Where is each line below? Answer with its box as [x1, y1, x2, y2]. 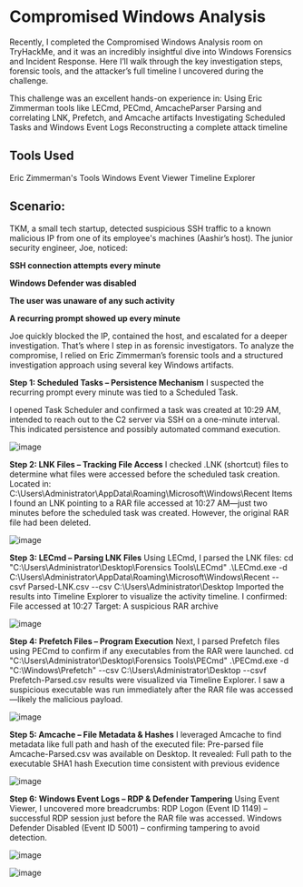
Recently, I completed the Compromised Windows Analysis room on [9, 36, 263, 47]
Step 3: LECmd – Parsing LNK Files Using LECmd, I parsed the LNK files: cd [9, 552, 294, 563]
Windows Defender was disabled [9, 277, 137, 288]
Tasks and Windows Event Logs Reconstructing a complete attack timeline [9, 121, 288, 133]
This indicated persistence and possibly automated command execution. [9, 423, 281, 434]
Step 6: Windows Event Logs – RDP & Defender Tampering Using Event [9, 793, 279, 804]
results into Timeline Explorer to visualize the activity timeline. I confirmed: [9, 590, 288, 601]
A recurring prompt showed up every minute [9, 312, 181, 324]
